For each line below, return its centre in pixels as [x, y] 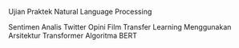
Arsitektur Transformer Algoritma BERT [73, 36]
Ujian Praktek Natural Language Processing [80, 12]
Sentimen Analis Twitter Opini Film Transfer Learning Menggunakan [120, 27]
